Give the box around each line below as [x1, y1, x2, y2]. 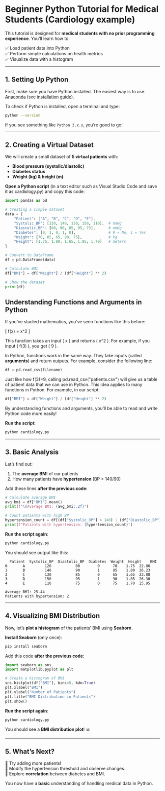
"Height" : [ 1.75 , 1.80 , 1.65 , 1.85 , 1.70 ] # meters [14, 239, 126, 244]
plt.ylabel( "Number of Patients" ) [5, 689, 76, 694]
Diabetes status [12, 169, 46, 175]
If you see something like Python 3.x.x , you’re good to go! [5, 122, 123, 128]
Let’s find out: [5, 461, 33, 467]
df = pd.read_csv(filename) [5, 368, 63, 373]
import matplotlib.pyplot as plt [5, 667, 74, 672]
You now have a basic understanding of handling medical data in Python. [5, 781, 153, 787]
